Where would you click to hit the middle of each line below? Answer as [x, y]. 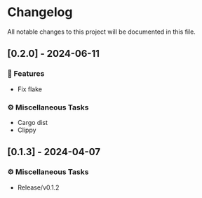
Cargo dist [32, 122]
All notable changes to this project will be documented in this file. [102, 32]
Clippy [27, 130]
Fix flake [29, 89]
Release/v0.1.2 [38, 187]
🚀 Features [26, 74]
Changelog [40, 12]
